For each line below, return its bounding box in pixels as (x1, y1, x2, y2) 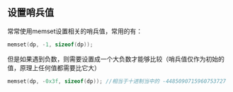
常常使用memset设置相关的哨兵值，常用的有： (7, 27, 143, 35)
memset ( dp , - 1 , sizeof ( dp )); (7, 41, 93, 48)
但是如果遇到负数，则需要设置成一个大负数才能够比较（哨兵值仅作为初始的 (7, 54, 225, 63)
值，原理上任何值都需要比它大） (7, 63, 101, 72)
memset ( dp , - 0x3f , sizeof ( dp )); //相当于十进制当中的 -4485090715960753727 (7, 77, 227, 85)
